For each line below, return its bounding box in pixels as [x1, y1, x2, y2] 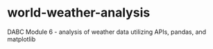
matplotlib [7, 35, 36, 43]
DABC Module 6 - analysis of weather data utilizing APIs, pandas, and [7, 28, 207, 36]
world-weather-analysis [7, 5, 151, 21]
